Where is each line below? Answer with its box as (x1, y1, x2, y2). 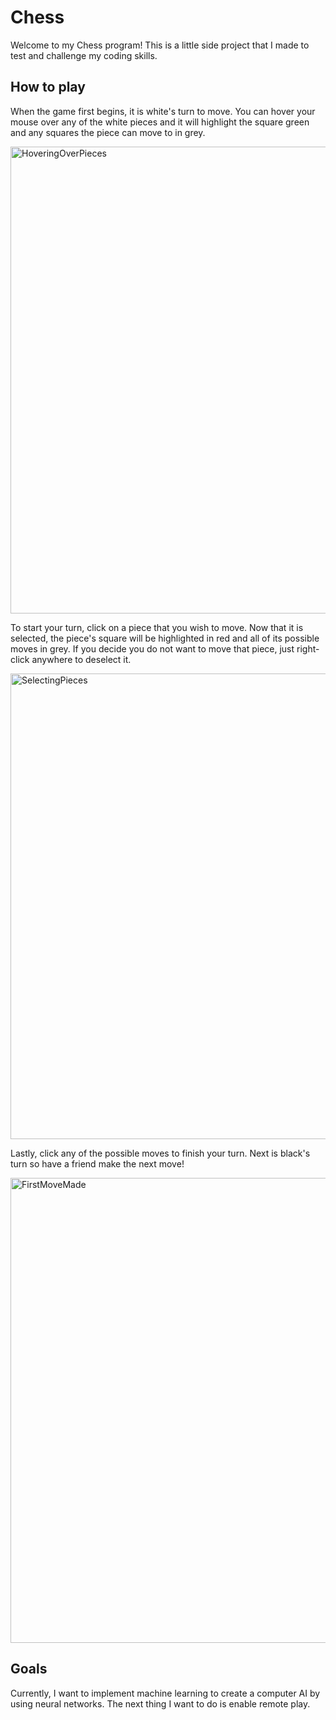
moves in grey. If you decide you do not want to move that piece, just (10, 642, 295, 655)
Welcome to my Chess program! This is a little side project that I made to (10, 39, 310, 51)
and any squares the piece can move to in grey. (10, 126, 206, 138)
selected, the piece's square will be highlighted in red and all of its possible (10, 632, 320, 644)
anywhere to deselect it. (31, 653, 132, 665)
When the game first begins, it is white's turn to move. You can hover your (10, 105, 316, 117)
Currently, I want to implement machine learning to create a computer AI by (10, 1687, 321, 1699)
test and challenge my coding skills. (10, 49, 158, 61)
